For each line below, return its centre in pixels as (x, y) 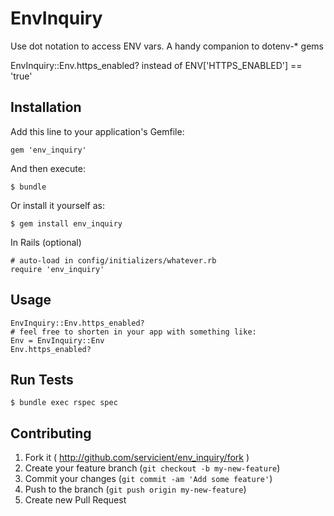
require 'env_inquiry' (57, 269)
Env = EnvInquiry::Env (57, 340)
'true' (21, 76)
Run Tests (42, 379)
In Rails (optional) (46, 242)
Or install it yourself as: (57, 205)
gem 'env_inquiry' (48, 150)
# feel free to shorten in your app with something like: (133, 332)
